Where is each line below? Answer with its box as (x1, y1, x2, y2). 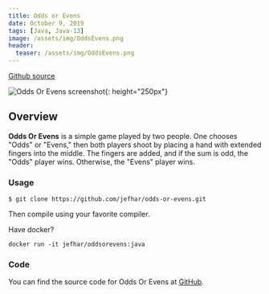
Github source (8, 71, 55, 80)
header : (8, 42, 35, 50)
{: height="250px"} (104, 87, 169, 96)
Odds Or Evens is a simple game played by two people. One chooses (8, 131, 238, 141)
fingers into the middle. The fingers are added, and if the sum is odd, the (8, 148, 249, 157)
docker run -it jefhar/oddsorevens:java (8, 240, 146, 249)
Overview (8, 110, 59, 124)
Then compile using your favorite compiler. (8, 210, 150, 219)
